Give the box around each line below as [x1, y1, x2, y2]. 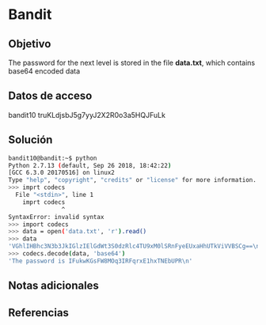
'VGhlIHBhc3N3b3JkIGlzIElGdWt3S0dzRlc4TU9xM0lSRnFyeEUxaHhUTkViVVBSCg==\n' [8, 243, 264, 251]
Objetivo [8, 37, 51, 51]
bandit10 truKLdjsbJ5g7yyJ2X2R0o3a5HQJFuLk [8, 110, 166, 119]
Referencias [8, 306, 70, 319]
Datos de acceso [8, 89, 93, 103]
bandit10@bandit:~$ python [8, 154, 97, 162]
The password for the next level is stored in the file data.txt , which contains [8, 58, 256, 67]
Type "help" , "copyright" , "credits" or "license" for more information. [8, 176, 257, 184]
